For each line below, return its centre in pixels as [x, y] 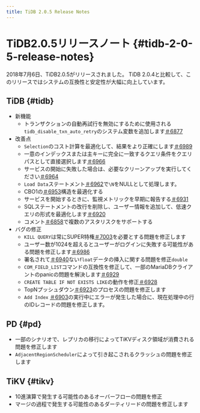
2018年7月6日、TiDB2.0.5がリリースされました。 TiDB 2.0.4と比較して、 [96, 74]
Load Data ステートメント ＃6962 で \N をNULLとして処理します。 [102, 184]
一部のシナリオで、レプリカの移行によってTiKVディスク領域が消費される [105, 339]
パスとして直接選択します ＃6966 [65, 162]
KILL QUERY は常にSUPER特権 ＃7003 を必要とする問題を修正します [105, 237]
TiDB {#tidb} [30, 101]
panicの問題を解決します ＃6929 [80, 274]
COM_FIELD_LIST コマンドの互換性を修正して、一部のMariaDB [98, 267]
